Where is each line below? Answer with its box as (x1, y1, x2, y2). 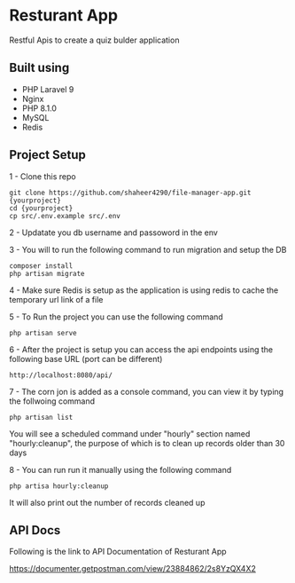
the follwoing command (9, 396, 96, 406)
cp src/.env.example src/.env (9, 211, 121, 220)
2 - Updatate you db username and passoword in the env (9, 227, 219, 238)
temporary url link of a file (9, 294, 104, 304)
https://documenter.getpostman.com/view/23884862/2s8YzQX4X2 (9, 563, 257, 574)
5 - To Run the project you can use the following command (9, 311, 223, 322)
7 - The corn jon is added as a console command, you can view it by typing (9, 386, 284, 397)
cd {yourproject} (9, 203, 74, 213)
